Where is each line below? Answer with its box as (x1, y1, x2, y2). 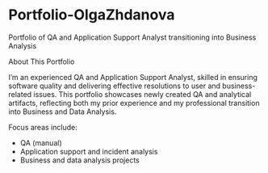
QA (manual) (19, 137, 62, 147)
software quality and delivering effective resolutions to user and (8, 81, 220, 91)
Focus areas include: (8, 122, 78, 132)
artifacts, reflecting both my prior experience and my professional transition (8, 98, 260, 108)
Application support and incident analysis (19, 146, 158, 156)
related (8, 89, 32, 99)
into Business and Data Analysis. (8, 107, 117, 116)
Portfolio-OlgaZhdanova (8, 6, 175, 24)
